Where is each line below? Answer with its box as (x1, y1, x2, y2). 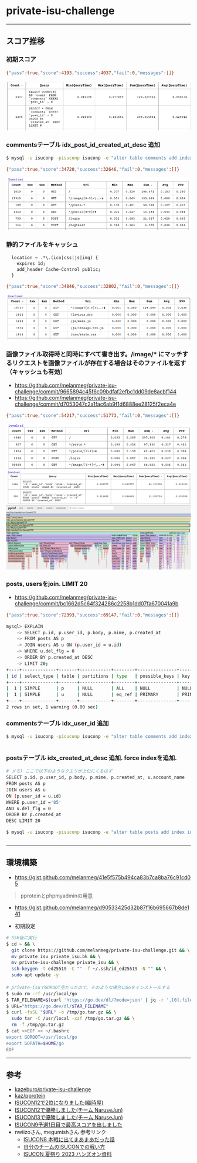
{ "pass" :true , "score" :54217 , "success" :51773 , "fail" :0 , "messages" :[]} (6, 412, 180, 419)
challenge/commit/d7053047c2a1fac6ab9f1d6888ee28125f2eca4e (14, 400, 176, 407)
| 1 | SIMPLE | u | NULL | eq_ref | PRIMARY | (6, 692, 180, 698)
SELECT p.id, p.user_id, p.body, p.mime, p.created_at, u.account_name (6, 774, 185, 781)
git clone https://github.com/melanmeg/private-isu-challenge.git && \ (11, 947, 191, 953)
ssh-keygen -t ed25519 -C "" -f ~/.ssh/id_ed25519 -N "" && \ (11, 966, 167, 972)
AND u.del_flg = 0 (6, 806, 51, 811)
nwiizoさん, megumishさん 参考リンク (14, 1129, 107, 1136)
